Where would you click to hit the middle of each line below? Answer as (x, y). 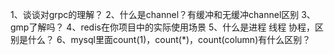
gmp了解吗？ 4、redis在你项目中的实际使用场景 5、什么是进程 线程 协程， (163, 27)
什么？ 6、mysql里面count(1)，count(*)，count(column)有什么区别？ (169, 39)
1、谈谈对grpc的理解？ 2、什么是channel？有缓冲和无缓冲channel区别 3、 (163, 14)
